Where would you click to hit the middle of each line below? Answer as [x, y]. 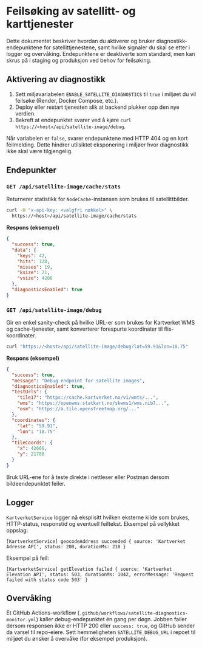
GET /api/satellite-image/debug [54, 310]
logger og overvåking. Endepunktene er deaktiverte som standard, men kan [101, 53]
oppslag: [17, 530]
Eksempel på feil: [28, 558]
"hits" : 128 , [34, 261]
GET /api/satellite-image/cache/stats [64, 187]
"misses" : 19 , [35, 267]
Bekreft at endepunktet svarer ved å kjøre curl [73, 120]
